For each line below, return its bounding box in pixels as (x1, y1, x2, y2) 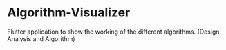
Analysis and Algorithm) (7, 34, 75, 42)
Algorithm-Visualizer (7, 5, 131, 21)
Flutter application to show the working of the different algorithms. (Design (7, 27, 220, 36)
